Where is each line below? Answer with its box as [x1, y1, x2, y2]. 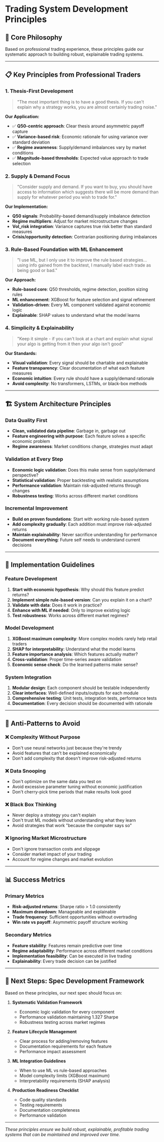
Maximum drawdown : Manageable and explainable [12, 909, 116, 915]
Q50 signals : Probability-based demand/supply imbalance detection [12, 213, 150, 219]
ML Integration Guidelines [12, 1058, 66, 1064]
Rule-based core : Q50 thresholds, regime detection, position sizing [12, 287, 148, 292]
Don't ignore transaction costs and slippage [12, 846, 101, 851]
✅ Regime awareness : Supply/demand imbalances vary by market [12, 144, 146, 150]
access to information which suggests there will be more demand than [17, 189, 159, 195]
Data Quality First [5, 416, 47, 423]
